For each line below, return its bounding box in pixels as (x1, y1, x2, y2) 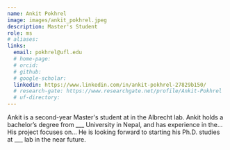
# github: (13, 68, 42, 75)
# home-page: (13, 56, 51, 62)
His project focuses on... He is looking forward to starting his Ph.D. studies (7, 128, 220, 136)
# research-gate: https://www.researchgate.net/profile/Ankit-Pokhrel (13, 87, 222, 94)
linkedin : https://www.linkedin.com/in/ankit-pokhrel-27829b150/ (13, 81, 207, 88)
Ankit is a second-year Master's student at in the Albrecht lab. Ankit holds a (7, 113, 224, 122)
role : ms (7, 29, 33, 37)
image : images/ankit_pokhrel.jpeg (7, 17, 108, 24)
